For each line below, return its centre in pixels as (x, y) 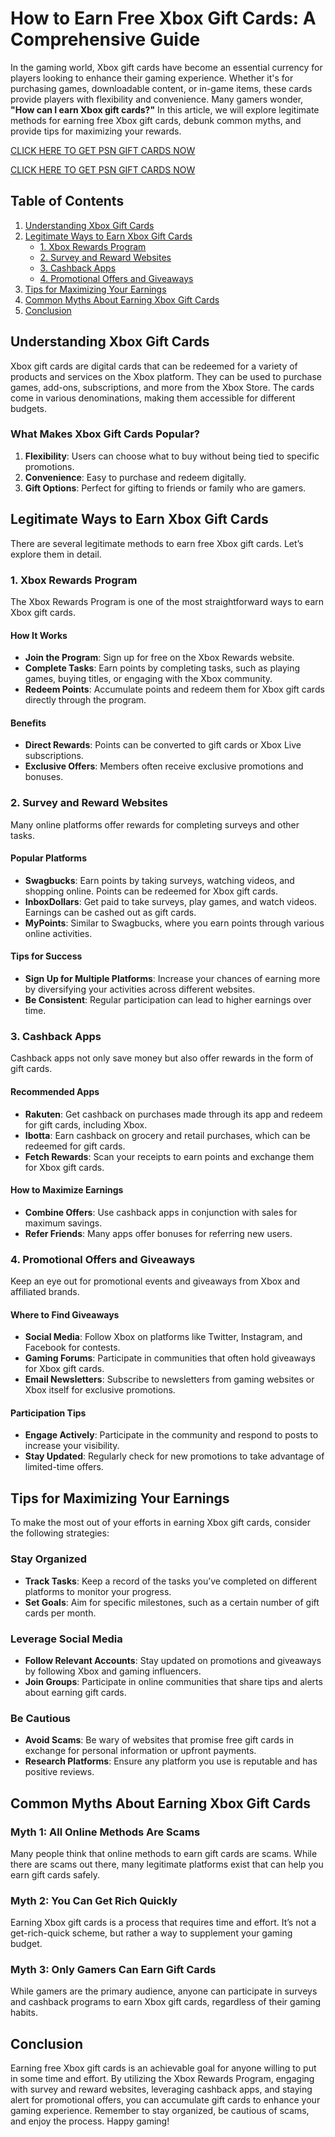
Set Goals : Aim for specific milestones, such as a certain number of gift (172, 1602)
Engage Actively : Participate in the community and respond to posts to (171, 1435)
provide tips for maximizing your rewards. (96, 131)
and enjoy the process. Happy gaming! (90, 2121)
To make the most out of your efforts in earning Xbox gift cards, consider (160, 1523)
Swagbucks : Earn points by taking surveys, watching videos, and (159, 880)
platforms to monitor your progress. (98, 1591)
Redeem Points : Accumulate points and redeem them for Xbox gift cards (174, 689)
